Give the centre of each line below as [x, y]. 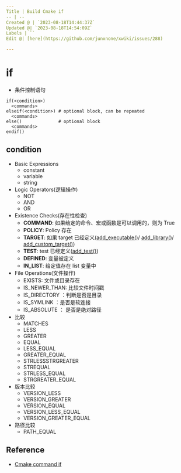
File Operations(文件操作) [45, 273]
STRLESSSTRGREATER [51, 360]
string [30, 182]
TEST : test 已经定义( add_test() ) [61, 251]
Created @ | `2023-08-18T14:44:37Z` [51, 22]
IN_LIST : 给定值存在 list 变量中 [60, 266]
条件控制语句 [30, 90]
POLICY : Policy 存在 [47, 230]
